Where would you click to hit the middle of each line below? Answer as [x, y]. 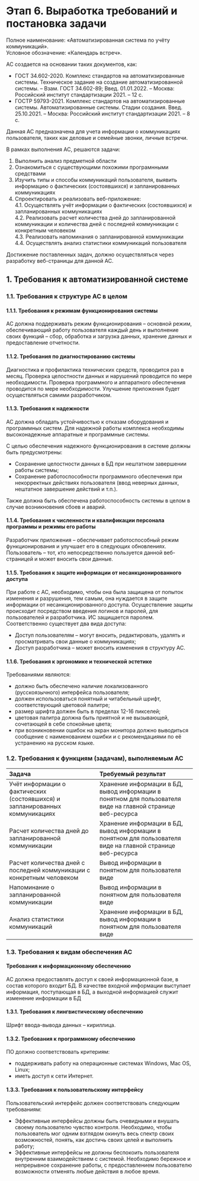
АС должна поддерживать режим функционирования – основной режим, [99, 324]
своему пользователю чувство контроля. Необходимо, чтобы [93, 1127]
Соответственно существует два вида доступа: [66, 624]
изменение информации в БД [44, 998]
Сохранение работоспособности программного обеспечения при [98, 476]
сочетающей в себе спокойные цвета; [63, 724]
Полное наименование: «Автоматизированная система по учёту [88, 40]
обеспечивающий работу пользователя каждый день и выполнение [92, 330]
